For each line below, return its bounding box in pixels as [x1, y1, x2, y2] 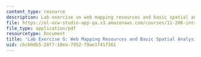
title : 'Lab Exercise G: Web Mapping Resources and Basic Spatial [6, 36, 175, 42]
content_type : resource [6, 8, 66, 15]
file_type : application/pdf [6, 25, 77, 31]
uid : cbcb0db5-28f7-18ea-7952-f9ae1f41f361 [6, 42, 117, 48]
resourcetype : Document [6, 31, 66, 37]
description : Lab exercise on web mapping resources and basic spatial [6, 14, 188, 20]
